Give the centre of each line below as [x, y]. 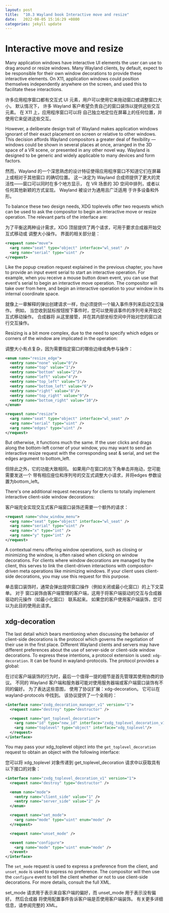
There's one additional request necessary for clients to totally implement [80, 491]
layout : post [19, 10]
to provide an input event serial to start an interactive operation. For [75, 272]
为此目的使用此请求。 [31, 605]
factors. [13, 161]
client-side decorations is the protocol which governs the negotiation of [79, 639]
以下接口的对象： [23, 769]
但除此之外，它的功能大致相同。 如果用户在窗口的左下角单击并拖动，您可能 [83, 469]
